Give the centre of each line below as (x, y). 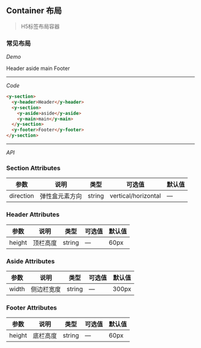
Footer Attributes (32, 307)
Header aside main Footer (38, 68)
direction (22, 196)
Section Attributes (33, 168)
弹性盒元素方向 (61, 196)
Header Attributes (33, 214)
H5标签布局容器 (40, 26)
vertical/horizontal (135, 196)
